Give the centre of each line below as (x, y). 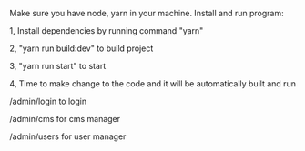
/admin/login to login (48, 101)
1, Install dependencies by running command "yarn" (107, 30)
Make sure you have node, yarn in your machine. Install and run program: (147, 13)
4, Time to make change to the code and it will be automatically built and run (152, 84)
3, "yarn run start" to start (58, 66)
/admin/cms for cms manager (65, 119)
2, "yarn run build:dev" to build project (81, 48)
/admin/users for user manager (68, 136)
